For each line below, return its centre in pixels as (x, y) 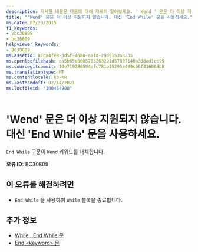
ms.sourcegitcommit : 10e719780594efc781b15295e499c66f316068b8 (85, 66)
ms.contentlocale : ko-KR (37, 77)
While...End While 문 (39, 235)
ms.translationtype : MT (35, 72)
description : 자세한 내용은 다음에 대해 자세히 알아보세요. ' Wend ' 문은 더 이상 (95, 12)
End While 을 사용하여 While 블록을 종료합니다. (68, 200)
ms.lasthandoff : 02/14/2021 (41, 83)
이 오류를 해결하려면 (40, 184)
